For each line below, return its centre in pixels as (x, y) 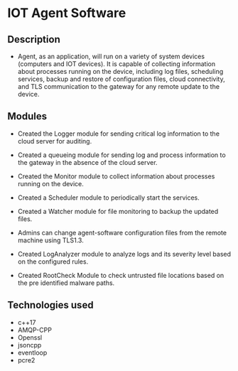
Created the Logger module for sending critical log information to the (119, 134)
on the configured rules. (53, 262)
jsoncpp (29, 345)
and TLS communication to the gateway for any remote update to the (119, 86)
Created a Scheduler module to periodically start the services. (109, 198)
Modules (27, 116)
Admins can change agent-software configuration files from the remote (122, 232)
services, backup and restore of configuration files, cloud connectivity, (121, 79)
